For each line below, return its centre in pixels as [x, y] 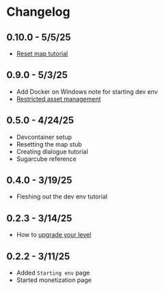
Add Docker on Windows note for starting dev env [87, 91]
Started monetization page [54, 280]
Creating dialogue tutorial [52, 151]
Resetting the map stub [49, 144]
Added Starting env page [53, 273]
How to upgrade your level [54, 235]
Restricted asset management [59, 99]
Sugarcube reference [46, 159]
